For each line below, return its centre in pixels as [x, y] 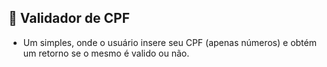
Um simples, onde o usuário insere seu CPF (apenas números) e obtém [169, 42]
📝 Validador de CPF [69, 18]
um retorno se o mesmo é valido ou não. [106, 53]
